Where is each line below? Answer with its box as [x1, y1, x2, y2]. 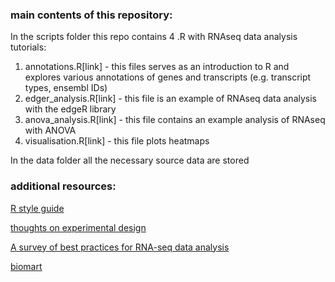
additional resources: [10, 179, 117, 193]
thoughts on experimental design [10, 221, 147, 233]
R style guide [10, 202, 65, 214]
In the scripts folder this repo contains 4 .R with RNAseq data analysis [10, 31, 298, 43]
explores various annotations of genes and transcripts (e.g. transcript [24, 71, 312, 83]
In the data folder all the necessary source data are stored [10, 154, 250, 167]
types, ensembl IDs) [24, 82, 108, 94]
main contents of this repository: [10, 8, 173, 22]
